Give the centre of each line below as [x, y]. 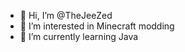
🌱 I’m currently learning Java [79, 36]
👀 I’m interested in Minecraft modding [97, 26]
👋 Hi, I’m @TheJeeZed [66, 15]
